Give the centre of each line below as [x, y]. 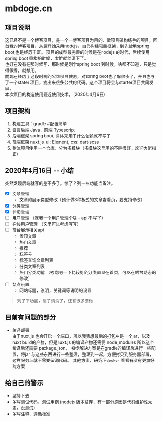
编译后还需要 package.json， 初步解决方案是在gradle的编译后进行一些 [81, 348]
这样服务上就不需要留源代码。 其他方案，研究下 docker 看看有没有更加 [81, 360]
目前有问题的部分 [30, 317]
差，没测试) [23, 407]
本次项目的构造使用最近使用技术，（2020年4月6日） [56, 94]
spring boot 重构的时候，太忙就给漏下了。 [47, 58]
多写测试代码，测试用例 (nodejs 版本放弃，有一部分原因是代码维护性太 [82, 402]
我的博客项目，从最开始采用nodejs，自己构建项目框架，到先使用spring [79, 46]
